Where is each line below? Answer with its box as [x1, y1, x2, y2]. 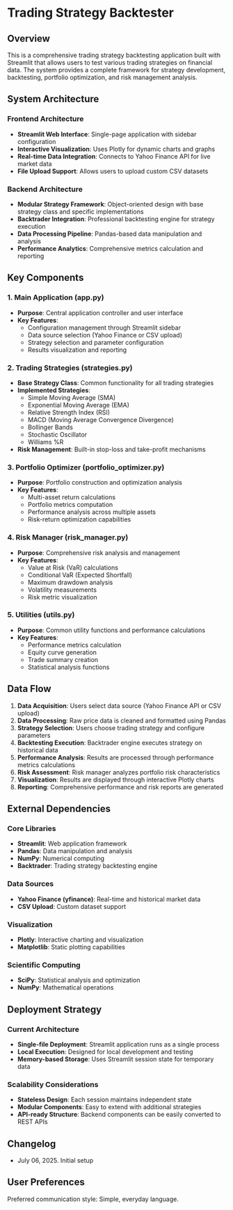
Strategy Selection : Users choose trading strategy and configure [17, 723, 205, 732]
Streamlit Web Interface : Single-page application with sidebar [17, 130, 197, 138]
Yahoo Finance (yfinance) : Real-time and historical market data [17, 895, 201, 903]
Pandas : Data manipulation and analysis [17, 847, 133, 855]
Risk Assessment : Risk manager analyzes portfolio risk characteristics [17, 768, 220, 776]
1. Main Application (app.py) [7, 293, 104, 302]
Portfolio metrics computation [27, 501, 113, 509]
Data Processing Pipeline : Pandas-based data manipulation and [17, 229, 202, 238]
